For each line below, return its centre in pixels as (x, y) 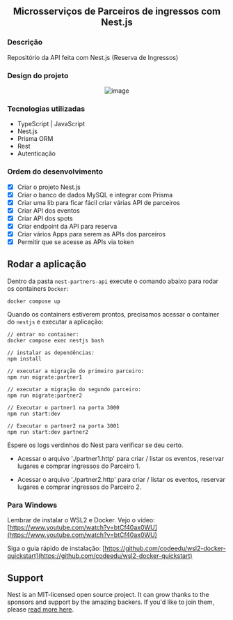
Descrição (25, 43)
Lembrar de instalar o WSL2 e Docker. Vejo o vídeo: (81, 520)
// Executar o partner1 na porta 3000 (63, 407)
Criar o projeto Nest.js (49, 187)
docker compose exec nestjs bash (56, 340)
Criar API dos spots (45, 218)
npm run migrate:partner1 (45, 377)
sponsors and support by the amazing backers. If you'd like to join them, (111, 602)
